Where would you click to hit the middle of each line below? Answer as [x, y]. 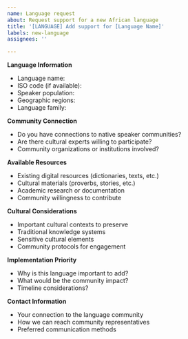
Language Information [40, 65]
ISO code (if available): [49, 86]
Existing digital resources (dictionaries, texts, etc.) [88, 176]
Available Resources [37, 162]
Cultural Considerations [42, 211]
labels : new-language [38, 33]
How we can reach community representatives [83, 322]
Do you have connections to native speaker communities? [99, 135]
